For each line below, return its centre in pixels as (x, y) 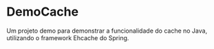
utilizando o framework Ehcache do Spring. (68, 37)
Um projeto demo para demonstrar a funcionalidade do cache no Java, (107, 31)
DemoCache (43, 12)
